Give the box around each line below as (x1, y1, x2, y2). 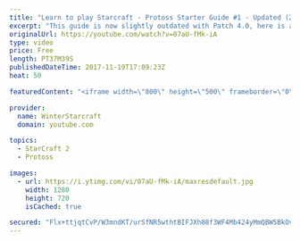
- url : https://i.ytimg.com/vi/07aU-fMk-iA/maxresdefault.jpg (17, 177, 254, 186)
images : (9, 169, 38, 178)
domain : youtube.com (17, 120, 94, 129)
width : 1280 (25, 185, 70, 195)
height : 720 (25, 194, 70, 203)
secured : (9, 218, 42, 228)
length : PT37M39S (9, 54, 74, 63)
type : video (9, 37, 54, 47)
